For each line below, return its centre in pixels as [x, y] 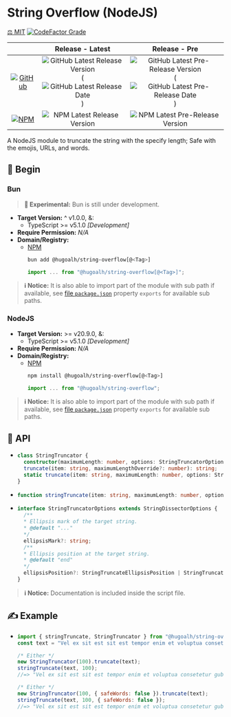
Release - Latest [82, 48]
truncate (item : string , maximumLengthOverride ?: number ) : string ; [121, 468]
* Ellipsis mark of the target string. [80, 522]
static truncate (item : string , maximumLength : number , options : [118, 475]
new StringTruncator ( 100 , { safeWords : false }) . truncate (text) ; [112, 694]
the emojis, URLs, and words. [48, 148]
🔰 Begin [24, 169]
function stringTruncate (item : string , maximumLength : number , [110, 495]
